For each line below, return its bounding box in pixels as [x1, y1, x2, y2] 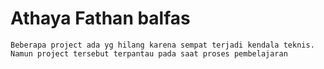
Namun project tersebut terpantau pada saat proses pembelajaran [10, 48, 288, 59]
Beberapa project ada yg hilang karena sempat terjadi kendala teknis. [10, 40, 315, 50]
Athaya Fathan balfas [10, 7, 191, 30]
